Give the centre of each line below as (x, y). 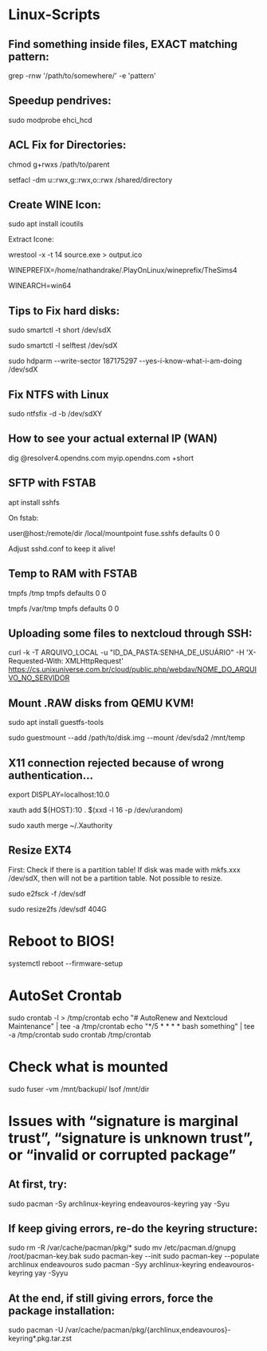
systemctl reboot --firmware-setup (66, 963)
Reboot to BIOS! (62, 941)
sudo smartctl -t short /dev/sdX (60, 330)
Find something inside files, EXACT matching (123, 44)
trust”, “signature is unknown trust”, (131, 1138)
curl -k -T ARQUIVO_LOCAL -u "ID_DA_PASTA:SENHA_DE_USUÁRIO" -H (126, 652)
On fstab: (24, 518)
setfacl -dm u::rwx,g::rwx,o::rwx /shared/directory (90, 179)
